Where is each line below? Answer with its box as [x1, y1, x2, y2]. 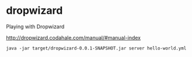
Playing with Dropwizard [6, 23, 65, 30]
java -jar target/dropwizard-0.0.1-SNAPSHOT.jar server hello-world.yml [6, 45, 187, 51]
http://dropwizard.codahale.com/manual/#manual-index [6, 34, 141, 41]
